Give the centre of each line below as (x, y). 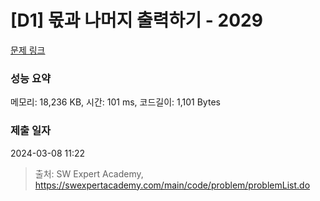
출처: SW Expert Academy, (89, 173)
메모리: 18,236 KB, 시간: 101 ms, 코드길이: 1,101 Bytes (115, 102)
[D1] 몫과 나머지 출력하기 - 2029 (136, 20)
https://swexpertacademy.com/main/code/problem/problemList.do (172, 185)
